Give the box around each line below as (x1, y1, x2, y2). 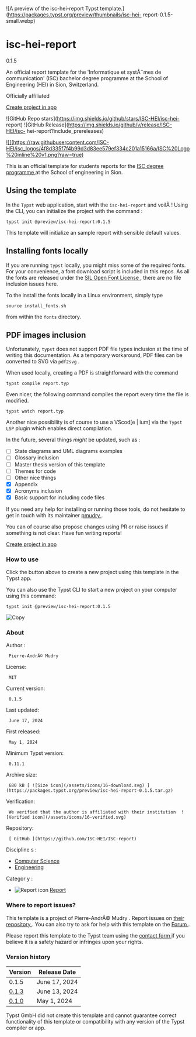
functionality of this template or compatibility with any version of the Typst (6, 1018, 185, 1025)
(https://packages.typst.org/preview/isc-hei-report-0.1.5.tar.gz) (6, 788, 174, 794)
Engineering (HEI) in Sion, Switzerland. (6, 81, 99, 88)
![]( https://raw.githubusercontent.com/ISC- (6, 139, 110, 146)
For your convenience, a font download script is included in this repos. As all (6, 267, 190, 274)
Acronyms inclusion (14, 487, 62, 494)
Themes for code (14, 468, 57, 475)
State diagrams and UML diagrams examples (14, 448, 123, 455)
